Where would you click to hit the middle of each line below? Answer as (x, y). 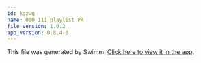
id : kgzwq (21, 13)
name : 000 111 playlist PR (45, 20)
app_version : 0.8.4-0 (38, 33)
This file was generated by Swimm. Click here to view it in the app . (101, 52)
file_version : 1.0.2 (37, 26)
